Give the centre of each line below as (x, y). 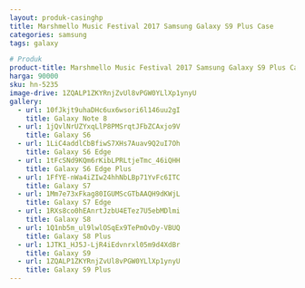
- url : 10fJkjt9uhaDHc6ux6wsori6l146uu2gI (99, 110)
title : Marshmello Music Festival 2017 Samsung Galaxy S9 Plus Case (142, 26)
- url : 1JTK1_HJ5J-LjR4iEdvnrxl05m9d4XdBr (99, 245)
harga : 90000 (34, 77)
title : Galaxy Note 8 (66, 119)
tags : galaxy (34, 43)
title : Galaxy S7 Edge (69, 203)
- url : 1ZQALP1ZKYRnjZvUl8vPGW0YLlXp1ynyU (99, 262)
